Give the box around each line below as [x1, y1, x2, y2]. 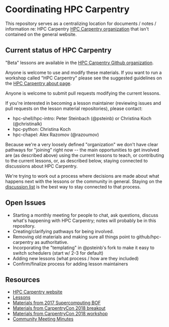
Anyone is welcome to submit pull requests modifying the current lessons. [5, 90, 161, 96]
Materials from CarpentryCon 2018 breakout [12, 305, 106, 311]
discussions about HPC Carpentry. [5, 163, 78, 169]
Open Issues [5, 199, 46, 207]
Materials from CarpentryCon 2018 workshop [12, 311, 108, 317]
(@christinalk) [12, 121, 42, 127]
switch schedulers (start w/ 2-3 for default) [12, 250, 103, 256]
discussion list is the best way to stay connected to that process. [5, 183, 141, 189]
